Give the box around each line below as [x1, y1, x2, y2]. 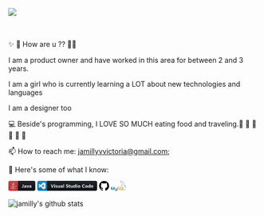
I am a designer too [8, 104, 72, 112]
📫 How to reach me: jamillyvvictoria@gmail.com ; [8, 147, 170, 155]
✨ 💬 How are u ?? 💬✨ [8, 40, 77, 49]
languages [8, 88, 43, 97]
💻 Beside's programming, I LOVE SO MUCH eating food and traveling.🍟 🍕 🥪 [8, 120, 257, 128]
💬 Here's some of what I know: [8, 165, 109, 175]
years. [8, 64, 30, 73]
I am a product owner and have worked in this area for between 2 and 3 [8, 56, 244, 65]
